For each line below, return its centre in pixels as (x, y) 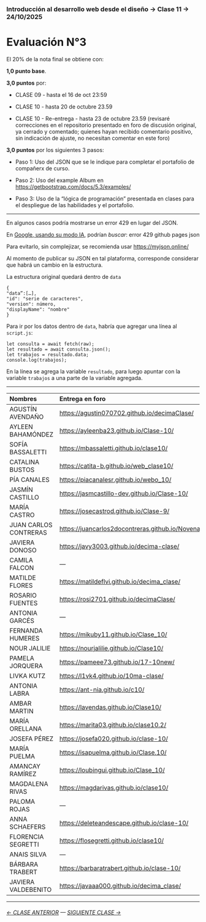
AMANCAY (25, 766)
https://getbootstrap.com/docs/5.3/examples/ (73, 186)
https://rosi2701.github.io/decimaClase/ (117, 599)
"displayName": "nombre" (38, 309)
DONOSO (23, 550)
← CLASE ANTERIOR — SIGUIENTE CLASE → (64, 913)
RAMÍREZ (23, 774)
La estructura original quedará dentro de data (64, 276)
